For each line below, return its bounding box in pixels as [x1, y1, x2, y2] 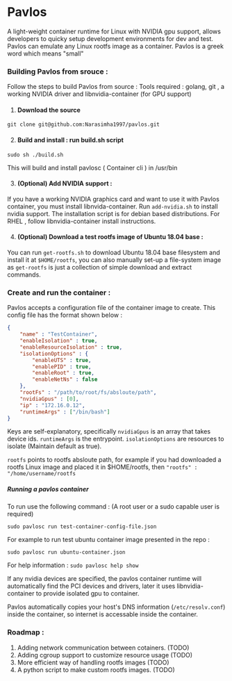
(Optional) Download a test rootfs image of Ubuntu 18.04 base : [17, 233, 204, 241]
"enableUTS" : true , [32, 356, 92, 363]
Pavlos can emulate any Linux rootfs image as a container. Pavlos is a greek [7, 42, 224, 50]
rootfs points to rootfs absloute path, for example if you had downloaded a [7, 456, 222, 464]
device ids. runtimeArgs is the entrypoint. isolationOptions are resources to [7, 435, 224, 443]
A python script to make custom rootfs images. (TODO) [17, 665, 175, 674]
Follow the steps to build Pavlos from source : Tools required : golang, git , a [7, 83, 224, 91]
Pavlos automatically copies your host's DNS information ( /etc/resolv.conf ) [7, 602, 226, 612]
